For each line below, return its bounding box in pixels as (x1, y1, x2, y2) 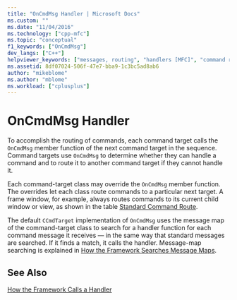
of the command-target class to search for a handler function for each (7, 224, 212, 232)
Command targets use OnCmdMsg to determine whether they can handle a (7, 151, 217, 160)
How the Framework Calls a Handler (7, 285, 112, 294)
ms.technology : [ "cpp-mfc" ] (7, 30, 90, 37)
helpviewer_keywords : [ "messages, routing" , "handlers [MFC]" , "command (7, 56, 226, 64)
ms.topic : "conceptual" (7, 37, 78, 44)
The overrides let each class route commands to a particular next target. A (7, 188, 224, 196)
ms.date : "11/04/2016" (7, 23, 74, 30)
